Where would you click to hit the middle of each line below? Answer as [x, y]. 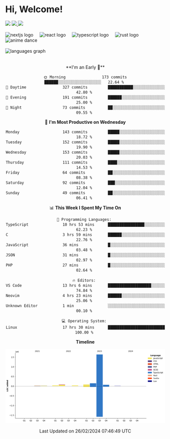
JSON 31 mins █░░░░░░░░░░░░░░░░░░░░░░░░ [85, 255]
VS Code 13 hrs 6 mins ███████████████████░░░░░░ [85, 285]
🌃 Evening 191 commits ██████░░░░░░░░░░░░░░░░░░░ [85, 97]
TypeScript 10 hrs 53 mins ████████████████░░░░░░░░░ [85, 224]
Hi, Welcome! [34, 9]
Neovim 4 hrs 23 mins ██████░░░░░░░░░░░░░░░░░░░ [85, 295]
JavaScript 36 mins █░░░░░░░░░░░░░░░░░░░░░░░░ [85, 245]
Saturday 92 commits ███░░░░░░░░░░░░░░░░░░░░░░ [85, 183]
